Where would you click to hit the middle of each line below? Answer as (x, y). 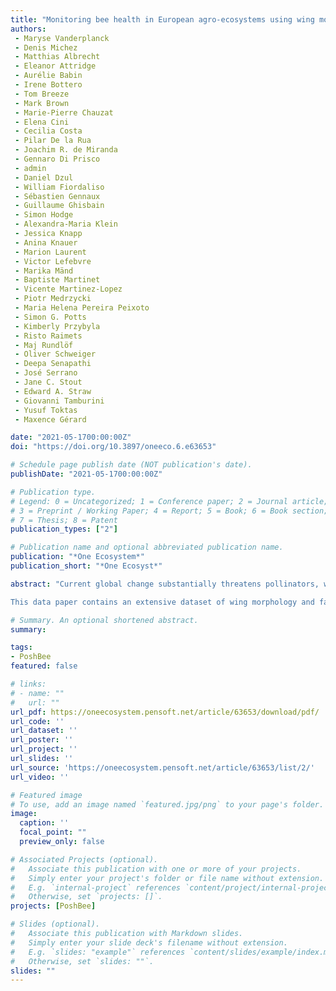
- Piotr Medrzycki (53, 299)
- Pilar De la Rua (53, 141)
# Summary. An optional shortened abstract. (104, 620)
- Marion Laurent (50, 252)
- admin (30, 168)
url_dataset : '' (44, 731)
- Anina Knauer (46, 242)
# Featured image (46, 795)
